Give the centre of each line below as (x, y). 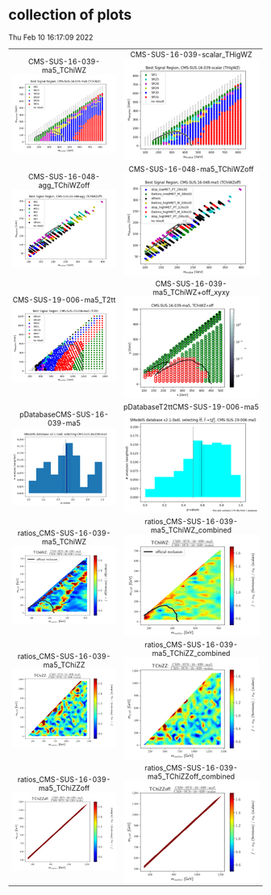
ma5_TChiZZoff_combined (191, 776)
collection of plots (70, 15)
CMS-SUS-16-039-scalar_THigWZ (191, 54)
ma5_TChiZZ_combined (191, 653)
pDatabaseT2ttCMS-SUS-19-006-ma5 (192, 406)
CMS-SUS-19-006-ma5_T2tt (64, 300)
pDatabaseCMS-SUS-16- (64, 414)
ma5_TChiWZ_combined (191, 530)
